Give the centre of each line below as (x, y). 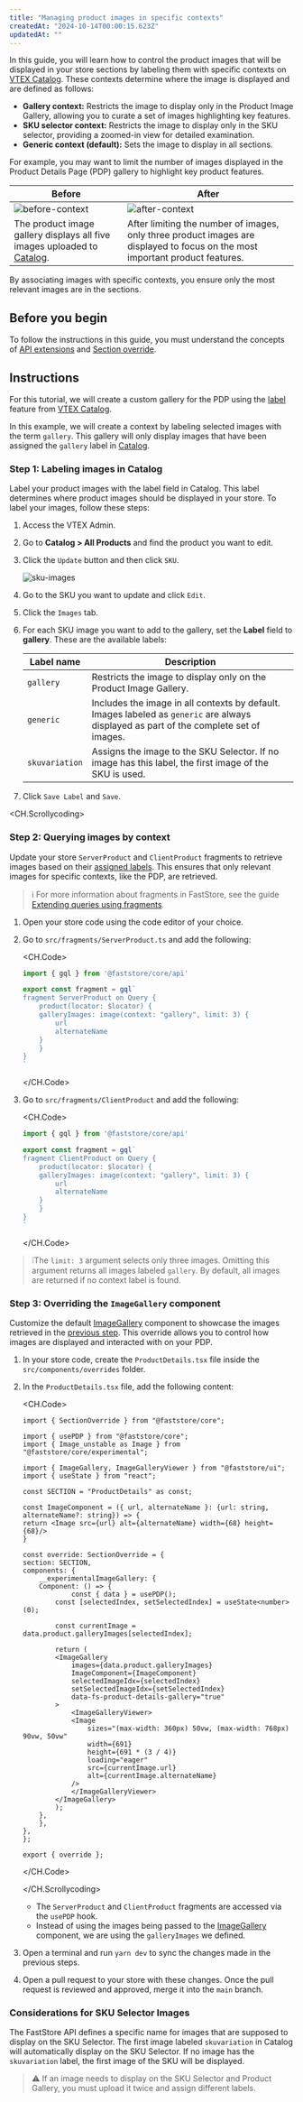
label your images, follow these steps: (80, 508)
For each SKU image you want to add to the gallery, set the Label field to (157, 630)
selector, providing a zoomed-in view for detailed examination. (138, 135)
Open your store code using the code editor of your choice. (133, 922)
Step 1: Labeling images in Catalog (86, 468)
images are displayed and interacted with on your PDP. (111, 1342)
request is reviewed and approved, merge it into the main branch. (143, 1989)
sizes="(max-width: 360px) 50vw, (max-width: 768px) (188, 1729)
